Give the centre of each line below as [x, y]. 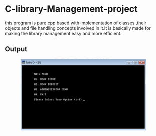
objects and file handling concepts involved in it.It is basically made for [78, 28]
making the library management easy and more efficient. [63, 33]
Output [16, 49]
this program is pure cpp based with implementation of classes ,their [76, 23]
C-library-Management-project [72, 9]
